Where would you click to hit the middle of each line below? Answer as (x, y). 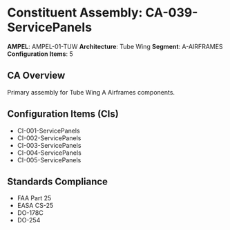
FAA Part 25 (34, 198)
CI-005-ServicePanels (49, 160)
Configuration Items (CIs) (63, 114)
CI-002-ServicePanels (49, 138)
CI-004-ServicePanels (49, 153)
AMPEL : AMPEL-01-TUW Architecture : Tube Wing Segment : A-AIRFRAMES (115, 46)
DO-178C (30, 213)
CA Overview (36, 76)
